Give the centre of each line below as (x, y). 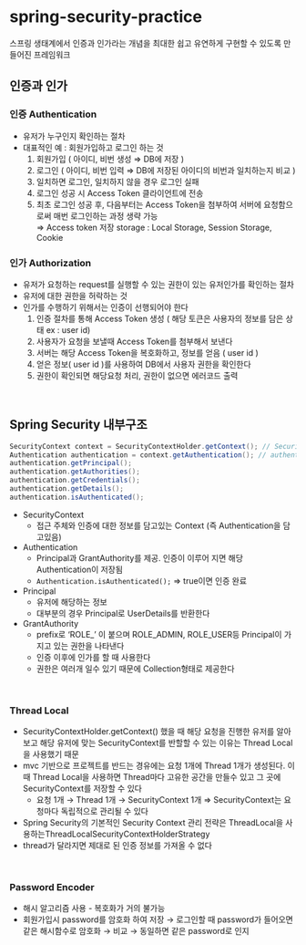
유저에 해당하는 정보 (71, 602)
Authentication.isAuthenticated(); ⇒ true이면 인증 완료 (142, 580)
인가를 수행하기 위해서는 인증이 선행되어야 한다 (105, 306)
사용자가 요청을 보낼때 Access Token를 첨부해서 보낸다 (134, 341)
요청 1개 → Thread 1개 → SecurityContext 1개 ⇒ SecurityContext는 (159, 800)
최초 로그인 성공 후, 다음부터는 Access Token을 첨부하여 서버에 (149, 204)
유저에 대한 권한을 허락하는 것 (75, 296)
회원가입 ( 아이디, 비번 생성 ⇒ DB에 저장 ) (110, 159)
